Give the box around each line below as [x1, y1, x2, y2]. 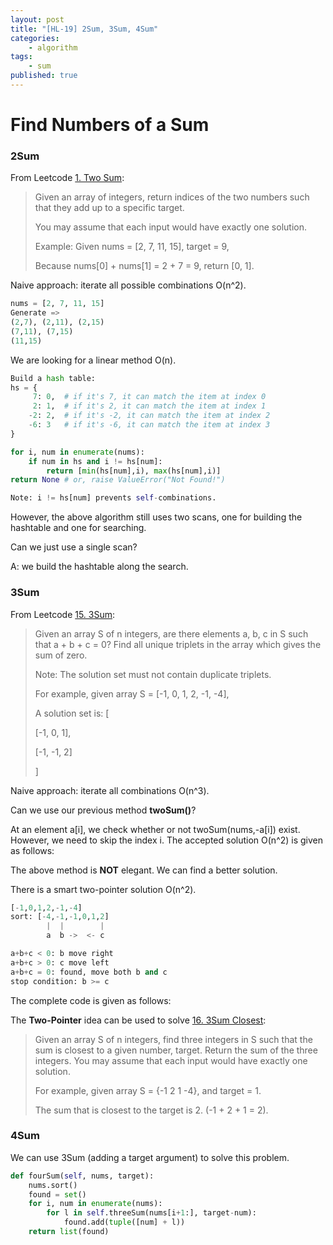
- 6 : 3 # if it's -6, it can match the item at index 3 [28, 420, 271, 430]
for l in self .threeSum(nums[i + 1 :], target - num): [46, 1208, 257, 1218]
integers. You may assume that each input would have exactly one [34, 1054, 308, 1066]
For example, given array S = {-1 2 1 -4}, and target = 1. [34, 1084, 262, 1096]
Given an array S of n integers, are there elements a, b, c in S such [34, 627, 309, 640]
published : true [10, 71, 78, 81]
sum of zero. [34, 649, 88, 661]
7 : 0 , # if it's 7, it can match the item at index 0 [32, 392, 267, 402]
